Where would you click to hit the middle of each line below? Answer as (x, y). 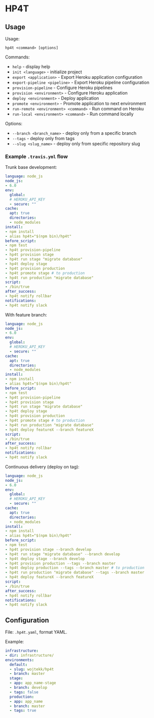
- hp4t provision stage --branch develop (48, 549)
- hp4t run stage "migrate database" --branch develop (63, 554)
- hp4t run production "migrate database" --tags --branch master (75, 572)
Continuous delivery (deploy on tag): (42, 466)
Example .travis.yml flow (37, 156)
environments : (20, 660)
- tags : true (23, 711)
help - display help (31, 67)
